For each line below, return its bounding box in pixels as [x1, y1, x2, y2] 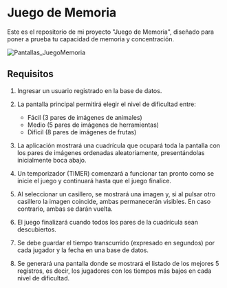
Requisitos [7, 68, 54, 80]
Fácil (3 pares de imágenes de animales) [27, 113, 142, 121]
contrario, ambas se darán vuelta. [17, 205, 113, 213]
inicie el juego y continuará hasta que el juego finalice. [17, 176, 172, 185]
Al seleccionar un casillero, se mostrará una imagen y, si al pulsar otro [17, 189, 215, 198]
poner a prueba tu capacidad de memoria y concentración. [7, 34, 174, 43]
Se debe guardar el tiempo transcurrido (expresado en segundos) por [17, 238, 215, 247]
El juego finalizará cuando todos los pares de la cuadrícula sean [17, 218, 198, 226]
